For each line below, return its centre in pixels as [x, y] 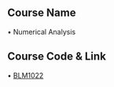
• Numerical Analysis [42, 31]
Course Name [42, 13]
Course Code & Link [57, 57]
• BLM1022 [26, 75]
